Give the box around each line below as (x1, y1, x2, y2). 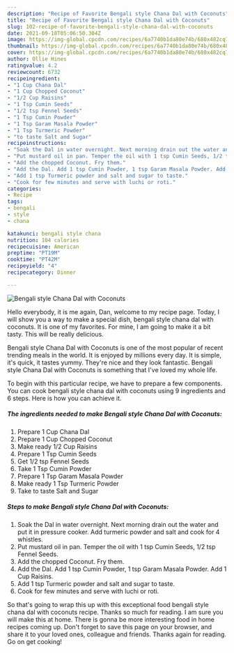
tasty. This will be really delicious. (7, 330, 104, 338)
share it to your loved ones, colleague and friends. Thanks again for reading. (7, 630, 226, 638)
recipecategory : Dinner (7, 269, 77, 276)
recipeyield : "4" (7, 263, 58, 270)
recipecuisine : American (7, 243, 79, 250)
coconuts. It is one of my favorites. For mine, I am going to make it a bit (7, 322, 211, 331)
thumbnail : (7, 43, 39, 49)
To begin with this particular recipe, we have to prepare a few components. (7, 379, 223, 387)
